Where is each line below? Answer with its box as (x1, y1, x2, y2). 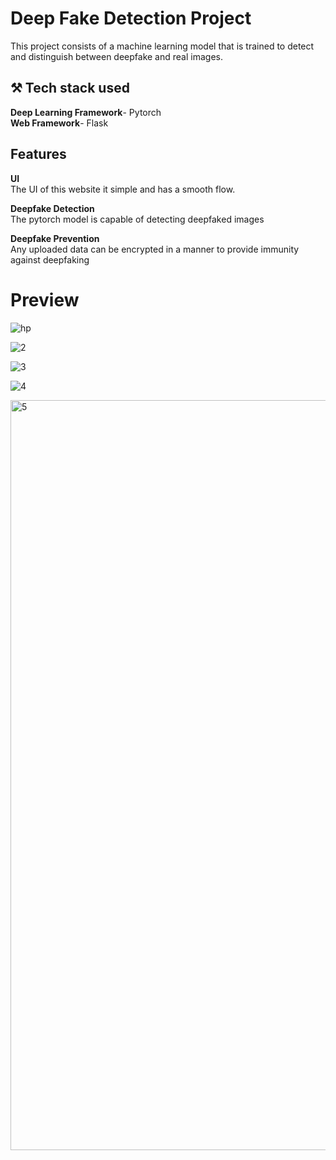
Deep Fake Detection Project (10, 7, 252, 30)
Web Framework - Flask (10, 117, 109, 129)
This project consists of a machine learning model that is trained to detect (10, 40, 315, 52)
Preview (10, 288, 80, 311)
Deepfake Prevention (10, 232, 100, 244)
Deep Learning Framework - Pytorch (10, 106, 162, 118)
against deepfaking (10, 253, 90, 266)
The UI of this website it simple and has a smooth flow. (10, 183, 236, 195)
